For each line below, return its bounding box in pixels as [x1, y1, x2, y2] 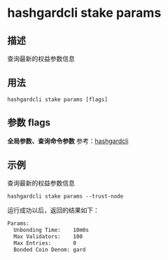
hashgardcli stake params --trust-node [7, 193, 124, 200]
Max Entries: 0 [13, 240, 77, 247]
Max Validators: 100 [13, 233, 83, 240]
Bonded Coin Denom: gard [13, 246, 86, 253]
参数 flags [7, 117, 51, 129]
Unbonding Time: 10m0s [13, 226, 90, 234]
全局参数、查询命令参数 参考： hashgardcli [7, 137, 129, 145]
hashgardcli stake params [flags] [7, 96, 108, 103]
